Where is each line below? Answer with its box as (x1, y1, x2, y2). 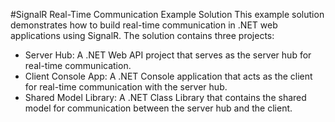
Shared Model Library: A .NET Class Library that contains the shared (24, 92, 307, 103)
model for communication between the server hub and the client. (24, 102, 293, 114)
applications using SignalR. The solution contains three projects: (10, 30, 275, 41)
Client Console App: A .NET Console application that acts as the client (24, 70, 313, 82)
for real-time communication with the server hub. (24, 81, 228, 93)
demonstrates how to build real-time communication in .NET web (10, 19, 278, 31)
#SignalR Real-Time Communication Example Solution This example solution (10, 9, 325, 20)
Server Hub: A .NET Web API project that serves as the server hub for (24, 49, 312, 61)
